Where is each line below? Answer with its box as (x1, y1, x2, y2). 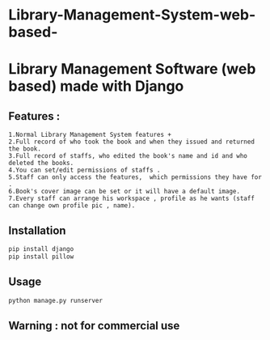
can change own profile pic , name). (8, 202, 136, 210)
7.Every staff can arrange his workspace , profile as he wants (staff (8, 194, 255, 203)
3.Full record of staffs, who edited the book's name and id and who (8, 152, 248, 160)
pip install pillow (8, 253, 74, 261)
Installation (8, 223, 66, 237)
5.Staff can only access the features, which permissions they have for (8, 173, 263, 181)
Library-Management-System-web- (8, 6, 256, 24)
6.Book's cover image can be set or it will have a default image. (8, 188, 241, 196)
